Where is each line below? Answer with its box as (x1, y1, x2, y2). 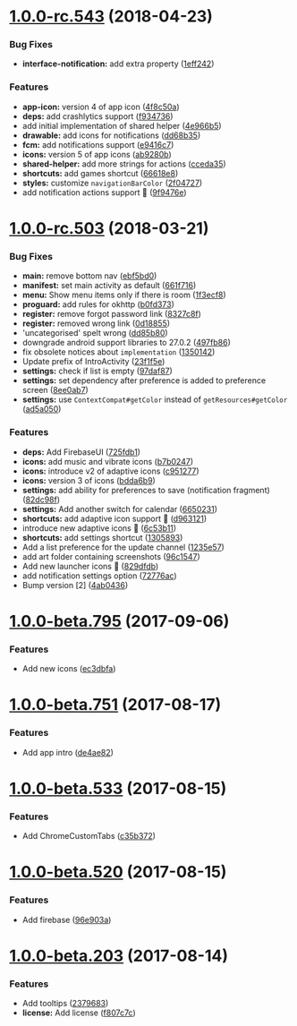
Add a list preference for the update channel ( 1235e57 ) (21, 542, 225, 552)
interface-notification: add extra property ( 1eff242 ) (21, 58, 215, 69)
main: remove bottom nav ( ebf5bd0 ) (21, 270, 157, 281)
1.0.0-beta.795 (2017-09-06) (9, 611, 230, 631)
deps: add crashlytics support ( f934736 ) (21, 110, 174, 122)
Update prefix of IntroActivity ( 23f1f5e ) (21, 356, 165, 367)
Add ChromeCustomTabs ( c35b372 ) (21, 831, 157, 842)
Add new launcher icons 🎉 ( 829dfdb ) (21, 560, 159, 571)
